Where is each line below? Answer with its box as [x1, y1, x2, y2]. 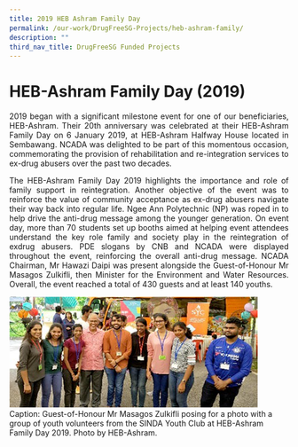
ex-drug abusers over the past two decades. [9, 158, 172, 169]
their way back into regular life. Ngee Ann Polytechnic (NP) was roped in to [9, 204, 289, 215]
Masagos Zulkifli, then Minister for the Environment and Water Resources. [9, 270, 289, 280]
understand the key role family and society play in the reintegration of [9, 231, 289, 243]
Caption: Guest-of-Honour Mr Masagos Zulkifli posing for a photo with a [9, 409, 273, 420]
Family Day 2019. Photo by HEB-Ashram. [9, 427, 158, 438]
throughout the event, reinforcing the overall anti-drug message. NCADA [9, 251, 289, 262]
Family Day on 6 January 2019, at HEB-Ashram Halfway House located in [9, 129, 289, 141]
